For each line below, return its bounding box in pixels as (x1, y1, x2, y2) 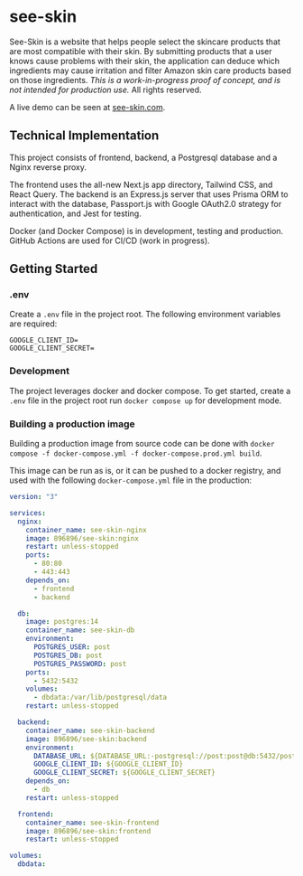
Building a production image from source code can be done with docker (9, 438, 275, 449)
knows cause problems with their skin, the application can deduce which (9, 55, 280, 66)
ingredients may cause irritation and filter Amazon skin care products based (9, 65, 291, 76)
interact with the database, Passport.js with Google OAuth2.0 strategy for (9, 198, 282, 209)
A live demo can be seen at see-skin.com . (9, 101, 166, 112)
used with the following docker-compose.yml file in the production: (9, 475, 252, 485)
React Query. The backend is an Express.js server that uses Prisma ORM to (9, 188, 289, 200)
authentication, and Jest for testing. (9, 208, 142, 219)
